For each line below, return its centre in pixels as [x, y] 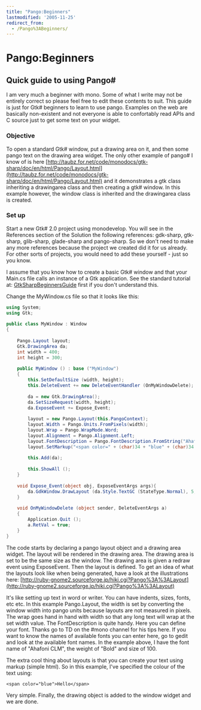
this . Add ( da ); [45, 458]
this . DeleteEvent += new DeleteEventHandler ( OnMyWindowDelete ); [111, 386]
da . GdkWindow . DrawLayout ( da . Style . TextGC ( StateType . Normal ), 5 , [112, 492]
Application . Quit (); [55, 520]
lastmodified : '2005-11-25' [41, 17]
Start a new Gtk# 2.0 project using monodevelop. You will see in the [90, 228]
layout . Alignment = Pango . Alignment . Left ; [81, 436]
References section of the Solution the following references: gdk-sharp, [95, 235]
